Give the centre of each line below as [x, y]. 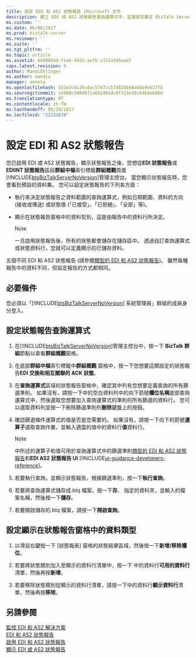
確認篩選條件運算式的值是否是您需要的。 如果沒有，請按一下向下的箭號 [99, 419]
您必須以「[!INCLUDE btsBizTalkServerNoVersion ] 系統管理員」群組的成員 [94, 303]
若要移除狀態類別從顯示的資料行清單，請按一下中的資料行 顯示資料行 [96, 585]
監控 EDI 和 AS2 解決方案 [36, 628]
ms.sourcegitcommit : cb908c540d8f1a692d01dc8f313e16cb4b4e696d [85, 93]
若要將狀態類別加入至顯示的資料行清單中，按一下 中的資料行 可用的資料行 [102, 565]
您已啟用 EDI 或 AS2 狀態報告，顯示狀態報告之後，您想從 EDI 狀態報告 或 [92, 163]
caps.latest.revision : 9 [36, 66]
